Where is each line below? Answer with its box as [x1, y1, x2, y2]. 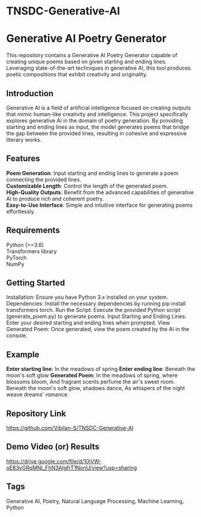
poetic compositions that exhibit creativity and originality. [6, 71, 148, 78]
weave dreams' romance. [6, 391, 69, 398]
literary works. [6, 136, 42, 143]
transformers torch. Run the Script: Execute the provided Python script [6, 307, 181, 314]
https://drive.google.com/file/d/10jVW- [6, 457, 102, 465]
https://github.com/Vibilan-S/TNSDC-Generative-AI [6, 424, 134, 431]
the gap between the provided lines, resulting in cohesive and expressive [6, 129, 187, 136]
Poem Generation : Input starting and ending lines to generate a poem [6, 170, 179, 177]
